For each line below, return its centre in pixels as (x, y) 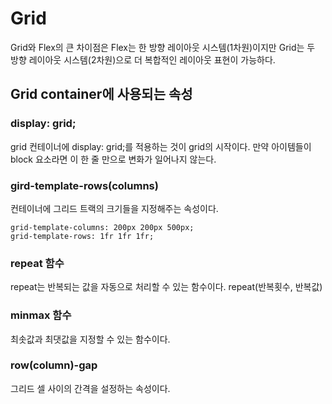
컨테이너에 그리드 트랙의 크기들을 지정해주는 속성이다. (114, 208)
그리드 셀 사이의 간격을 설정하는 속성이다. (90, 388)
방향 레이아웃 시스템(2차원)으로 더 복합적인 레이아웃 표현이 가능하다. (143, 59)
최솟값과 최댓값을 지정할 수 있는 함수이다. (90, 339)
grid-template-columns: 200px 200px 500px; (102, 227)
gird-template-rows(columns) (84, 185)
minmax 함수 (41, 315)
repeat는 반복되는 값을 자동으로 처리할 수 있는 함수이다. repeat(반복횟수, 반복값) (166, 287)
